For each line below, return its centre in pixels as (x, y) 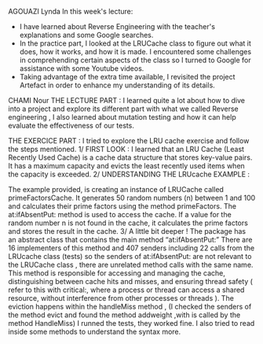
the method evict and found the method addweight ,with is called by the (124, 315)
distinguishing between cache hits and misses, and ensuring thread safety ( (131, 281)
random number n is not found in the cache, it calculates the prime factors (128, 223)
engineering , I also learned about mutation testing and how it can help (122, 117)
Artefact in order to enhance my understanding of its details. (117, 85)
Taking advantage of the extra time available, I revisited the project (127, 77)
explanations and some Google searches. (86, 35)
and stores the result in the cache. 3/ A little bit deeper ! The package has (127, 231)
